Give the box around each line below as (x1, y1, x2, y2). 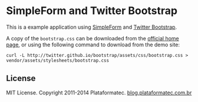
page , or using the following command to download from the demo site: (6, 41, 180, 48)
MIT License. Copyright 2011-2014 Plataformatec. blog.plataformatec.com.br (6, 89, 192, 96)
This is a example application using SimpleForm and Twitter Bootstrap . (6, 23, 177, 30)
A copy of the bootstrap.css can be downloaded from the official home (6, 35, 179, 42)
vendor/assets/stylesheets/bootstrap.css (6, 57, 110, 63)
